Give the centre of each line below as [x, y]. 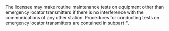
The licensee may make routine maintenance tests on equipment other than [85, 7]
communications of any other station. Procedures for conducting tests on [82, 18]
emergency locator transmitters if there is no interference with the [75, 12]
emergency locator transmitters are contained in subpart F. [67, 23]
